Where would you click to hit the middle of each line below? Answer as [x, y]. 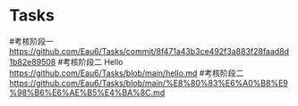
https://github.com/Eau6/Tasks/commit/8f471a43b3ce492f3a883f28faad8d [149, 51]
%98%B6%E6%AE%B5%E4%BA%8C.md [87, 92]
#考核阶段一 [31, 41]
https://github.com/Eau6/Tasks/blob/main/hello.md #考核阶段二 [127, 73]
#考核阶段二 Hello [90, 61]
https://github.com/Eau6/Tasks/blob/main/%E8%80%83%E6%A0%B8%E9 [149, 83]
